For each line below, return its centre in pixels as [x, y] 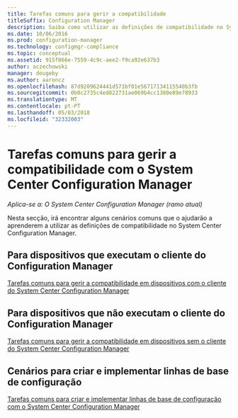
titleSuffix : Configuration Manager [61, 21]
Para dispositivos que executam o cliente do [107, 255]
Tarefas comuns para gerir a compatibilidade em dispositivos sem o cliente [117, 341]
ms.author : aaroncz [36, 80]
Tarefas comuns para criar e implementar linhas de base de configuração [114, 399]
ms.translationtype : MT [42, 100]
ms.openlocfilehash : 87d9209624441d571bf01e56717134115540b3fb [103, 86]
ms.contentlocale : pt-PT [44, 106]
